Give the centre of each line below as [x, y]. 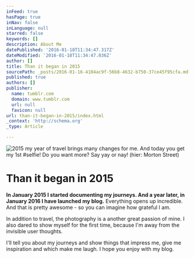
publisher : [19, 88]
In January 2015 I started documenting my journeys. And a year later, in [96, 194]
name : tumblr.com [33, 94]
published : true [26, 77]
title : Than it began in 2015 [43, 66]
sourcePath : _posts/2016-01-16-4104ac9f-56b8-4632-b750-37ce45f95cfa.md [97, 72]
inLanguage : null [27, 28]
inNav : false [22, 22]
